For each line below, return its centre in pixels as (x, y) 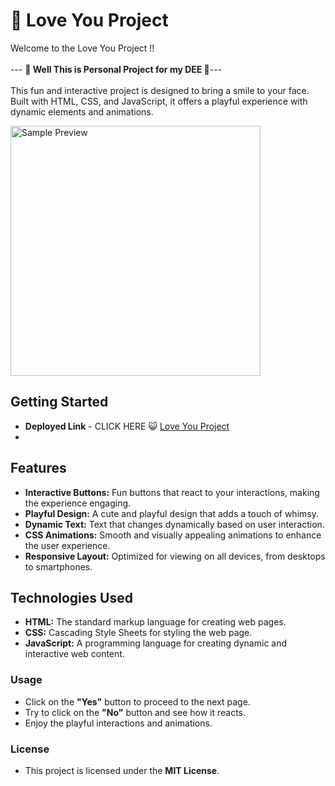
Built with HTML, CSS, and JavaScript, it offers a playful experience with (159, 101)
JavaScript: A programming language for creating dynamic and (156, 643)
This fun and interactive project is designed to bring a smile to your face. (160, 90)
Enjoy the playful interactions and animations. (118, 723)
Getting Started (59, 402)
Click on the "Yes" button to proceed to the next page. (137, 701)
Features (38, 468)
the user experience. (67, 545)
